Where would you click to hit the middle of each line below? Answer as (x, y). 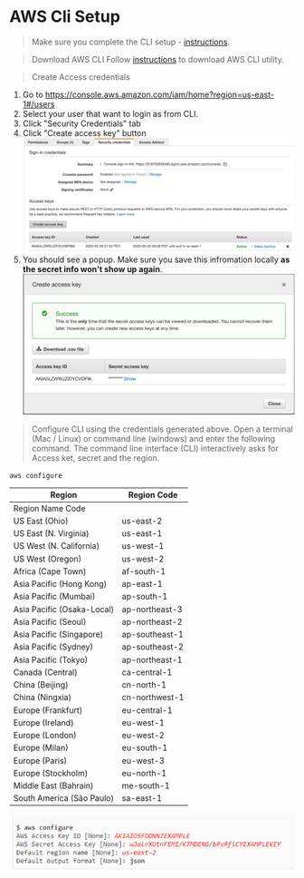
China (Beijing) (41, 685)
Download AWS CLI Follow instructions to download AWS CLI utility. (158, 59)
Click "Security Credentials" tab (82, 123)
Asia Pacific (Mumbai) (54, 597)
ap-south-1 (145, 597)
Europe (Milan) (41, 748)
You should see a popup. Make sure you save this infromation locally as (156, 259)
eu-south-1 (145, 748)
